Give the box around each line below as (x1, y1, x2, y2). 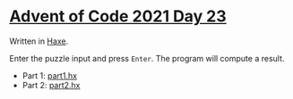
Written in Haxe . (9, 36, 69, 46)
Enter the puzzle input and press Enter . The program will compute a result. (9, 53, 285, 63)
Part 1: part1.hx (22, 70, 78, 81)
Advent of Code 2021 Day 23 (9, 6, 227, 27)
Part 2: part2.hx (22, 79, 81, 90)
